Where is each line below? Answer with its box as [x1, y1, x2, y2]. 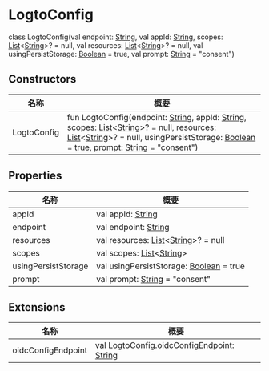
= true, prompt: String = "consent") [66, 142, 199, 153]
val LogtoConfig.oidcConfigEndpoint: [94, 340, 235, 351]
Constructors [8, 72, 77, 86]
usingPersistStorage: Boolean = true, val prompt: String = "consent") [8, 49, 235, 58]
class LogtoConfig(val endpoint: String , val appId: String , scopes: [8, 32, 223, 42]
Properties [8, 169, 62, 183]
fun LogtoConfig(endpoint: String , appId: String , [66, 111, 247, 123]
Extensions [8, 300, 66, 314]
